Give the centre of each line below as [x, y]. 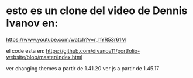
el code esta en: [25, 50]
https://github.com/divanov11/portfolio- [93, 50]
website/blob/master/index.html [44, 57]
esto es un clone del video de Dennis [97, 11]
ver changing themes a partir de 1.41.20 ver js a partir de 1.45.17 [83, 68]
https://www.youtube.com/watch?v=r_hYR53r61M [66, 39]
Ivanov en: [32, 23]
